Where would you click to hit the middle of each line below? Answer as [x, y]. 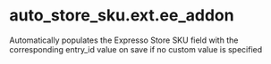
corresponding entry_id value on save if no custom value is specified [136, 49]
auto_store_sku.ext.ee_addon [122, 16]
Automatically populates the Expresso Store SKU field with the [124, 40]
